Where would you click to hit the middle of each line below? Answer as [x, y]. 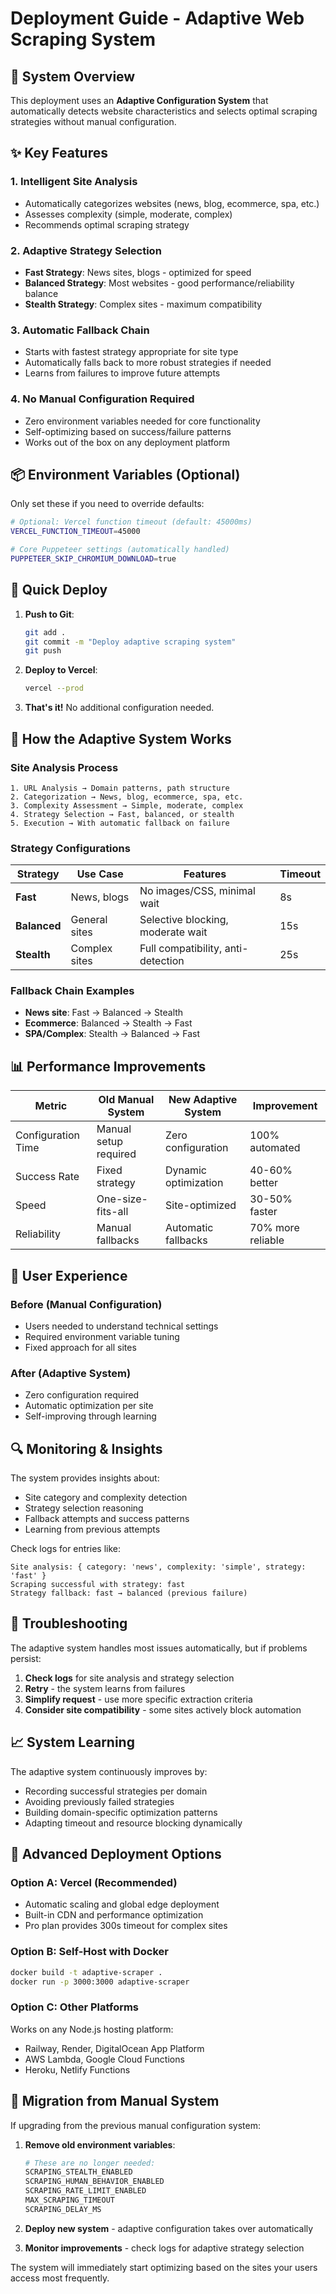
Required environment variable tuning [102, 1336]
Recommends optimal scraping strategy [107, 224]
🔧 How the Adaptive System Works [121, 738]
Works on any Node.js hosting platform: [92, 2029]
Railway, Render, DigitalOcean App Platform [114, 2048]
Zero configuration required [82, 1395]
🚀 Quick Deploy [59, 590]
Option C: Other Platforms [75, 2007]
